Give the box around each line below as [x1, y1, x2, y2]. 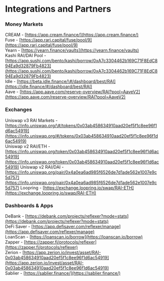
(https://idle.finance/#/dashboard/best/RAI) [5, 84, 93, 90]
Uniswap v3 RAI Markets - [5, 117, 58, 123]
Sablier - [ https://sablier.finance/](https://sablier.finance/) [5, 270, 121, 276]
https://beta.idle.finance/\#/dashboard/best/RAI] [18, 79, 116, 84]
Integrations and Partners [5, 3, 111, 15]
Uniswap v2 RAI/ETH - [5, 143, 50, 149]
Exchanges [5, 106, 32, 113]
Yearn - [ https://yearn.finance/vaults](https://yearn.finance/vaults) [5, 47, 139, 53]
